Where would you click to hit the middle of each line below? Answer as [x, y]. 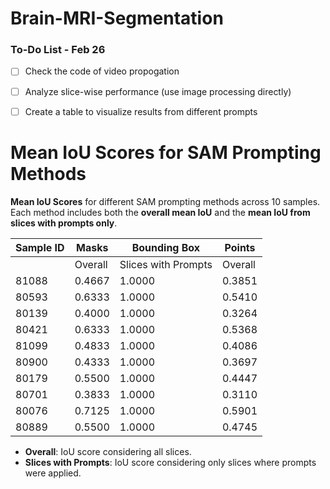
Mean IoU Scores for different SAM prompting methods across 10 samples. [165, 201]
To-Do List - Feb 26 [58, 50]
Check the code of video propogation [102, 71]
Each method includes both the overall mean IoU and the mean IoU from [160, 212]
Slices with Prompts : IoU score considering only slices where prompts [170, 462]
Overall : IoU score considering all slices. [108, 451]
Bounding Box [166, 247]
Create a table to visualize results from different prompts [141, 111]
